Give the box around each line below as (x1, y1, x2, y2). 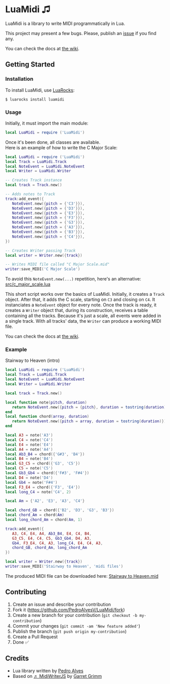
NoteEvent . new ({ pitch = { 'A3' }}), (12, 225, 85, 230)
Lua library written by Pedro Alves (12, 667, 83, 674)
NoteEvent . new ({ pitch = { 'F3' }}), (12, 215, 85, 221)
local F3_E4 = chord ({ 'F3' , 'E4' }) (5, 484, 80, 490)
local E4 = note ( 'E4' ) (5, 442, 53, 447)
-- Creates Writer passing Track (5, 248, 76, 253)
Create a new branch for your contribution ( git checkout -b (12, 612, 138, 618)
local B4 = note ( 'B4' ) (5, 456, 53, 461)
